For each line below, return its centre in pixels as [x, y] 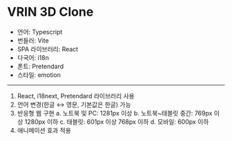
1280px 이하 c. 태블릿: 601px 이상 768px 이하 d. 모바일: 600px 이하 [117, 122]
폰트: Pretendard [40, 66]
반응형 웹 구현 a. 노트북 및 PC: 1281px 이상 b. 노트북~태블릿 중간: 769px [115, 113]
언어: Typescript [40, 32]
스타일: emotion [39, 75]
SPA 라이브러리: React [48, 49]
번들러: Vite [33, 40]
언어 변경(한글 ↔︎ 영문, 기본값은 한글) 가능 [74, 105]
